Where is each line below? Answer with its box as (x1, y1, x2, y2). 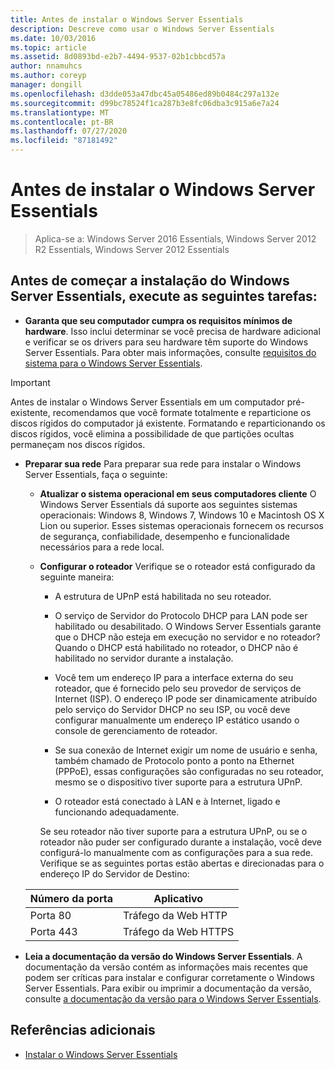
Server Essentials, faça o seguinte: (24, 468, 168, 480)
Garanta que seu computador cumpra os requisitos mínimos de (24, 314, 293, 326)
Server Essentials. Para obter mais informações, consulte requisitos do (24, 346, 317, 358)
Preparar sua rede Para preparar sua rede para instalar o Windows (24, 457, 302, 470)
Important (10, 376, 51, 388)
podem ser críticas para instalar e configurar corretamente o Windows (24, 971, 315, 983)
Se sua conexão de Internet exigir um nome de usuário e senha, (54, 744, 318, 756)
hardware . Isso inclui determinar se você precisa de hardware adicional (24, 325, 321, 337)
